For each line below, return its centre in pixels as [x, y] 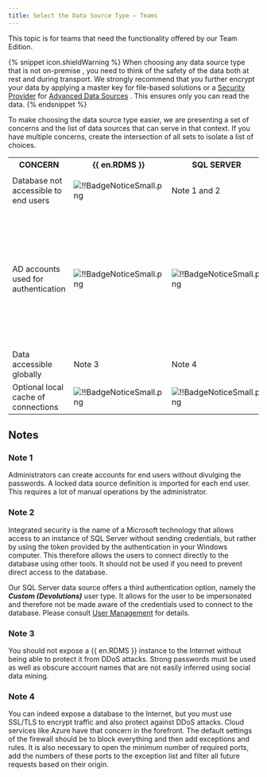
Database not [37, 180]
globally [27, 374]
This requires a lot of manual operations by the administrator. [108, 492]
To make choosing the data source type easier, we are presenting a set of [129, 119]
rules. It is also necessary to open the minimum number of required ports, [129, 748]
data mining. [29, 675]
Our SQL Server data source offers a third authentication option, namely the [132, 587]
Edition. [21, 46]
